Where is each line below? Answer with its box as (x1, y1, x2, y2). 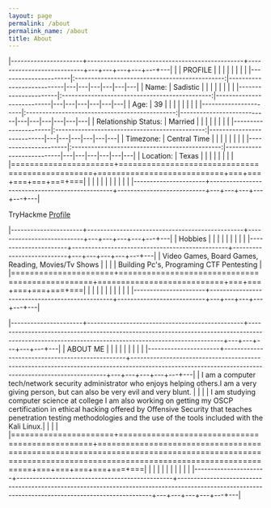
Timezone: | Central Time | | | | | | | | (125, 134, 245, 144)
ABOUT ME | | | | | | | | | (66, 345, 144, 354)
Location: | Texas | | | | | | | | (142, 151, 234, 161)
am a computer (205, 370, 256, 380)
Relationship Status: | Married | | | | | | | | (95, 116, 230, 126)
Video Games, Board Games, (162, 252, 259, 261)
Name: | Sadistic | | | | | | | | (145, 83, 235, 92)
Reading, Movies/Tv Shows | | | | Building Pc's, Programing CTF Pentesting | (8, 260, 262, 269)
